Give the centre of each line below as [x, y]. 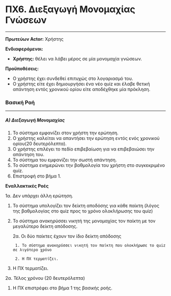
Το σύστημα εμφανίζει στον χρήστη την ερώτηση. [65, 133]
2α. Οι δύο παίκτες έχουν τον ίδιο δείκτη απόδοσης [67, 236]
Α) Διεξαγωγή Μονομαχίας [35, 120]
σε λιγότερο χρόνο [32, 250]
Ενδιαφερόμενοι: [24, 49]
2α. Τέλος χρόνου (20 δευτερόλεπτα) [45, 278]
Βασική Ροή [20, 102]
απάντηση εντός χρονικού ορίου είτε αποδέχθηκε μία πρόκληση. [81, 89]
